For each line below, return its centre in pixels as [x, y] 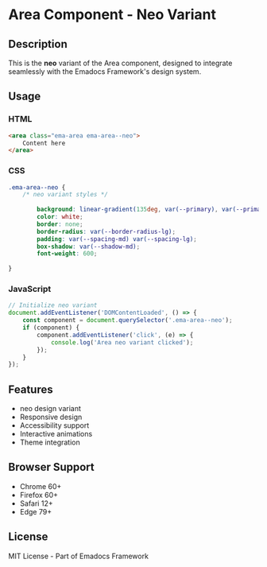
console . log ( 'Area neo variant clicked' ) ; [122, 342]
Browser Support [52, 467]
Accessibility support [54, 425]
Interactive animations [56, 434]
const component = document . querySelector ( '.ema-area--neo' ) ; [128, 320]
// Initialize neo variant [53, 305]
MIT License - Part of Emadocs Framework [79, 556]
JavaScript [30, 289]
